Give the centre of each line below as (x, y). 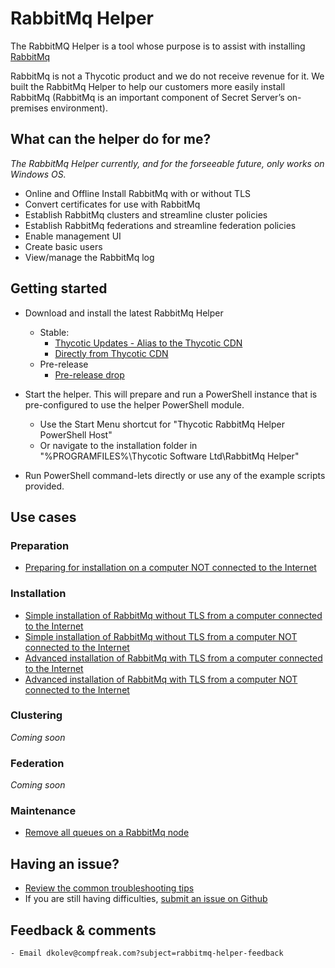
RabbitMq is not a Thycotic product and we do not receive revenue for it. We (167, 76)
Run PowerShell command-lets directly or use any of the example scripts (175, 475)
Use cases (43, 517)
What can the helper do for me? (111, 139)
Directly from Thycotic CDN (111, 353)
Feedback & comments (83, 930)
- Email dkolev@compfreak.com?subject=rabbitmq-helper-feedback (147, 953)
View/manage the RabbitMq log (89, 257)
